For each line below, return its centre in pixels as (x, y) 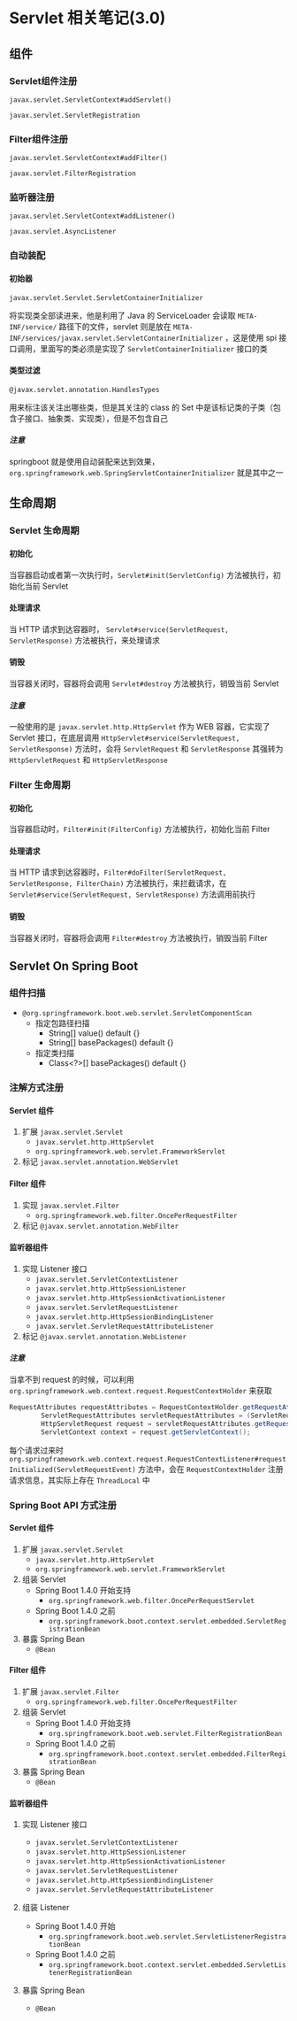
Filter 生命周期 (40, 785)
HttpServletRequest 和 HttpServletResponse (88, 760)
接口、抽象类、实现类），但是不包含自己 (96, 418)
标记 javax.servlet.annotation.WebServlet (100, 1161)
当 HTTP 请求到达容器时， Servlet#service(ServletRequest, (119, 629)
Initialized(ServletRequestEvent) (73, 1469)
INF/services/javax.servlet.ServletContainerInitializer (116, 338)
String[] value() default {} (94, 1033)
